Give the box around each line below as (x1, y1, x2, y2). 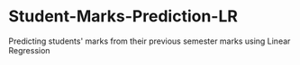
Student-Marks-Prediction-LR (8, 6, 238, 27)
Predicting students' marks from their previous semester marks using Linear (8, 36, 291, 46)
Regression (8, 45, 50, 55)
